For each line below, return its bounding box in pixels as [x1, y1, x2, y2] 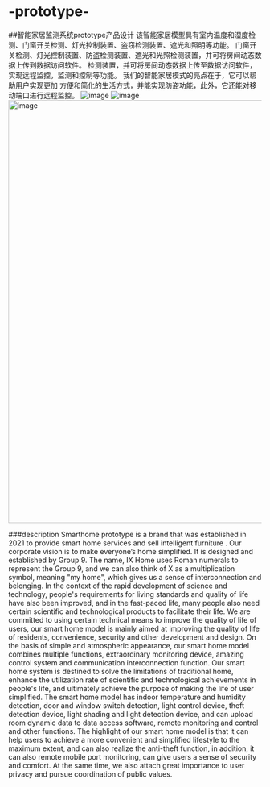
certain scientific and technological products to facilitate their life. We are [8, 607, 251, 616]
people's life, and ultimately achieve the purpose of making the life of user [8, 683, 255, 693]
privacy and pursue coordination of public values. [8, 768, 173, 779]
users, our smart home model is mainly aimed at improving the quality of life [8, 623, 260, 633]
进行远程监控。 [29, 90, 79, 100]
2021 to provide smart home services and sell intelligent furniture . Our [8, 538, 243, 548]
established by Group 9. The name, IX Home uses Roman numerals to [8, 555, 239, 565]
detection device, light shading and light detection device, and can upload [8, 709, 253, 719]
